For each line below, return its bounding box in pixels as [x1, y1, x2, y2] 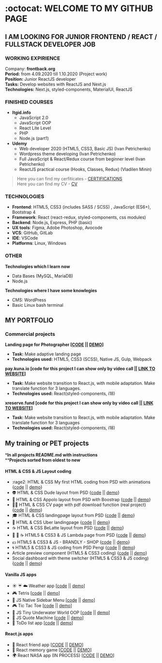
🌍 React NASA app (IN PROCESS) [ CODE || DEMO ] [12, 652, 115, 658]
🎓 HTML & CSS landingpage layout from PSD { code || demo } [12, 512, 135, 518]
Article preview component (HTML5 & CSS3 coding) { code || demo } [12, 550, 147, 556]
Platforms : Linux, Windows [12, 240, 67, 246]
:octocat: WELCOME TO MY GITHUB [5, 3, 153, 14]
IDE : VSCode [12, 235, 38, 241]
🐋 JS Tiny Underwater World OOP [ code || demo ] [12, 610, 110, 615]
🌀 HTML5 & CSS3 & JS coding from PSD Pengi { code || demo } [12, 545, 135, 551]
